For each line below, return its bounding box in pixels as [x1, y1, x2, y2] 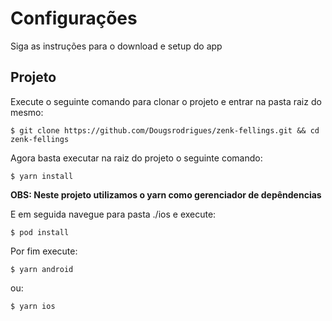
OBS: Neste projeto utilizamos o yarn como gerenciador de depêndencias [10, 188, 322, 201]
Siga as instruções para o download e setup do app [10, 40, 223, 52]
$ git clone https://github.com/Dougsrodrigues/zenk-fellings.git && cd [10, 125, 320, 136]
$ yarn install [10, 171, 74, 181]
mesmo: [10, 106, 44, 118]
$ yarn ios [10, 301, 56, 311]
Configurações [10, 7, 138, 30]
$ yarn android [10, 264, 74, 274]
